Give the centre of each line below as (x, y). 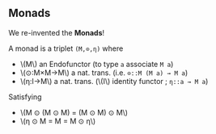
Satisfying (25, 97)
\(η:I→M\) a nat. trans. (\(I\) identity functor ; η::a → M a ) (114, 81)
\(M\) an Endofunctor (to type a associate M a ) (97, 64)
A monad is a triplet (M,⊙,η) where (66, 48)
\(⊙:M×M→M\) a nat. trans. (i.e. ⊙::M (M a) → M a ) (104, 73)
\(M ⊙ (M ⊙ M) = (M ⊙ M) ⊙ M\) (74, 112)
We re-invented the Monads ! (57, 32)
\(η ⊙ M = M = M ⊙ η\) (58, 121)
